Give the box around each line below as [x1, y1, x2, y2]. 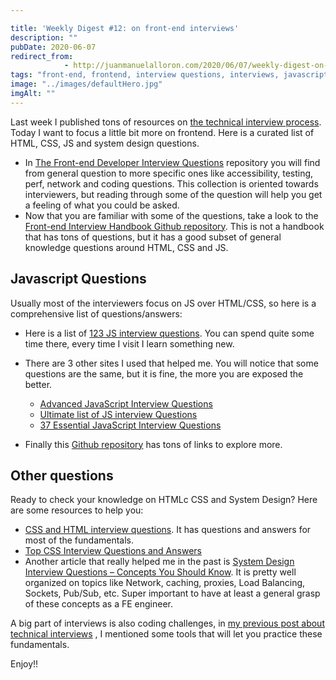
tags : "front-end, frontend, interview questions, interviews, [10, 70, 280, 80]
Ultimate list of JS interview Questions [39, 408, 198, 420]
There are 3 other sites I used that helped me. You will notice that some [24, 357, 319, 369]
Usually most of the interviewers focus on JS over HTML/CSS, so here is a [10, 297, 317, 309]
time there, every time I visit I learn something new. [24, 337, 235, 350]
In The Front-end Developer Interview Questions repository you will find [24, 156, 321, 168]
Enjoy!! [10, 658, 39, 670]
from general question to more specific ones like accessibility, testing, [24, 167, 314, 179]
